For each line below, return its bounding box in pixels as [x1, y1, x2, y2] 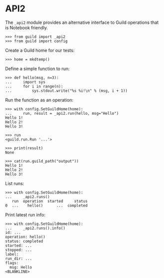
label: [5, 252, 19, 257]
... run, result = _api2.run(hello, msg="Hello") [5, 111, 119, 116]
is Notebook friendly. [5, 24, 48, 30]
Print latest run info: [5, 211, 46, 217]
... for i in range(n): [5, 84, 64, 89]
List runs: [5, 180, 24, 186]
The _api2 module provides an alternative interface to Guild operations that [5, 19, 159, 25]
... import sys [5, 79, 46, 84]
